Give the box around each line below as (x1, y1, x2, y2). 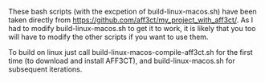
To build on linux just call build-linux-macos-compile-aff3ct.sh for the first (8, 48, 253, 57)
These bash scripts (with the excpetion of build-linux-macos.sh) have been (8, 7, 257, 16)
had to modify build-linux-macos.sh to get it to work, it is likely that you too (8, 24, 256, 33)
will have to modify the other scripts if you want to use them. (8, 32, 209, 41)
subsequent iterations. (8, 64, 83, 74)
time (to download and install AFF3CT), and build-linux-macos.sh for (8, 56, 235, 65)
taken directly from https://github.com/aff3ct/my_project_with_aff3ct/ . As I (8, 15, 254, 25)
